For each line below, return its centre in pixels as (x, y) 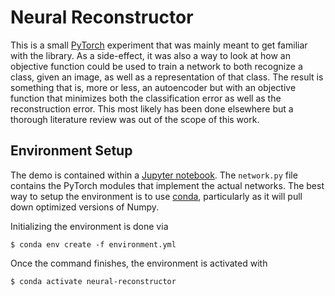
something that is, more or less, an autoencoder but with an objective (153, 87)
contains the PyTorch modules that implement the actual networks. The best (167, 185)
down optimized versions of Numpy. (85, 207)
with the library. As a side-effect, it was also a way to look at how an (150, 55)
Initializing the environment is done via (89, 226)
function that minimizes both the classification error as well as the (146, 98)
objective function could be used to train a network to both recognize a (156, 66)
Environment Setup (71, 151)
